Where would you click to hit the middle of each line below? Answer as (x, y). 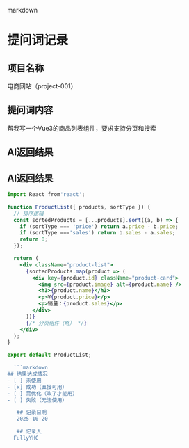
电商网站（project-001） (42, 86)
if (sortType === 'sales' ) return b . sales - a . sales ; (98, 233)
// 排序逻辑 (28, 214)
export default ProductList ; (49, 355)
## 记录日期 (32, 413)
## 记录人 (29, 432)
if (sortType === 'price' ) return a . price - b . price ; (99, 226)
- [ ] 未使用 (24, 381)
